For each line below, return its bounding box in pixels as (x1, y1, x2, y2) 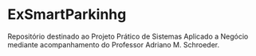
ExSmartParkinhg (7, 6, 127, 24)
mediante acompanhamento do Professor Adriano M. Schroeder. (7, 39, 220, 49)
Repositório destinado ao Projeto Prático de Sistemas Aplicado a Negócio (7, 32, 249, 41)
